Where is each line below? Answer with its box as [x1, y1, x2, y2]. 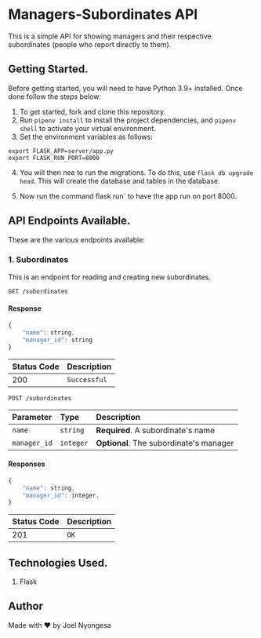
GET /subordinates [8, 287, 68, 295]
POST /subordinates [8, 394, 72, 402]
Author [8, 600, 43, 613]
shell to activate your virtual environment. [19, 123, 157, 133]
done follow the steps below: [8, 92, 102, 101]
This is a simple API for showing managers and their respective [8, 31, 212, 41]
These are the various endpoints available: [8, 235, 145, 244]
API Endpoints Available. [8, 214, 131, 228]
